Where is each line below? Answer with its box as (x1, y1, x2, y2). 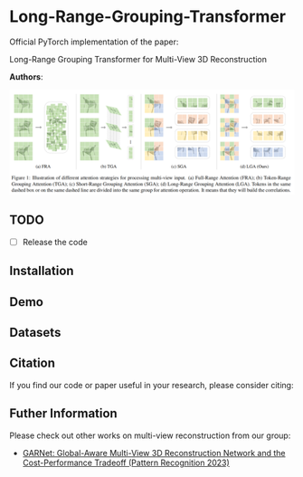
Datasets (9, 325, 62, 340)
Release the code (22, 236, 88, 247)
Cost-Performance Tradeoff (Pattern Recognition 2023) (22, 457, 231, 468)
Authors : (9, 71, 43, 82)
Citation (9, 356, 56, 371)
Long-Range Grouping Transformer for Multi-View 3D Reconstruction (9, 53, 268, 64)
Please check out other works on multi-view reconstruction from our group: (9, 430, 291, 441)
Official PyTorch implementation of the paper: (9, 36, 179, 47)
